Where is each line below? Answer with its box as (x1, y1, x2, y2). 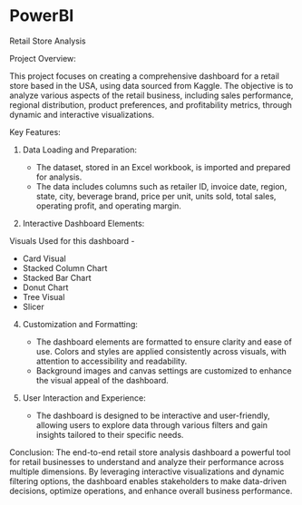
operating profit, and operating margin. (35, 200, 181, 211)
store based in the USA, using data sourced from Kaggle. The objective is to (9, 80, 294, 91)
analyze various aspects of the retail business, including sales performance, (9, 90, 294, 101)
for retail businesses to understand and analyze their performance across (9, 456, 284, 467)
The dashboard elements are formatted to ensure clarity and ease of (35, 336, 292, 347)
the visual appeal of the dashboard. (35, 374, 170, 385)
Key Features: (9, 126, 61, 137)
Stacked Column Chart (22, 262, 108, 273)
